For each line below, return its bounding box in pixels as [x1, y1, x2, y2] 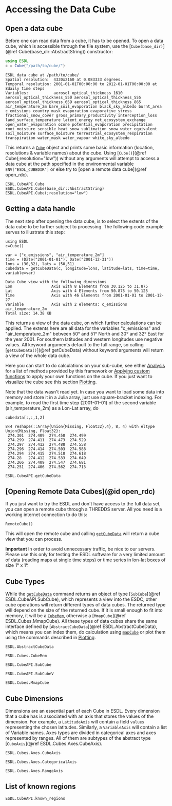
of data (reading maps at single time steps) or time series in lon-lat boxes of [5, 557, 166, 563]
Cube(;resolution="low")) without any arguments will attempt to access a [5, 155, 160, 161]
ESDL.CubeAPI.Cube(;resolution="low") [5, 190, 88, 195]
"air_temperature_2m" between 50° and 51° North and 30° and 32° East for [5, 330, 164, 337]
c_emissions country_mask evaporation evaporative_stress [5, 108, 132, 113]
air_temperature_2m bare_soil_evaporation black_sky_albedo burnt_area [5, 104, 162, 109]
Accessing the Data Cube [5, 4, 116, 15]
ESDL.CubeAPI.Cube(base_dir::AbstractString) [5, 186, 104, 191]
